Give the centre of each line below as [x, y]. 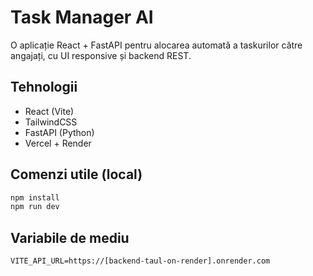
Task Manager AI [82, 17]
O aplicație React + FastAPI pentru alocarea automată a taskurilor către [156, 45]
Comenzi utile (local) [76, 174]
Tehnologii [44, 87]
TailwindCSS [51, 122]
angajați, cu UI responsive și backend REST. [101, 55]
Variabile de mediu [70, 237]
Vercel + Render [58, 143]
